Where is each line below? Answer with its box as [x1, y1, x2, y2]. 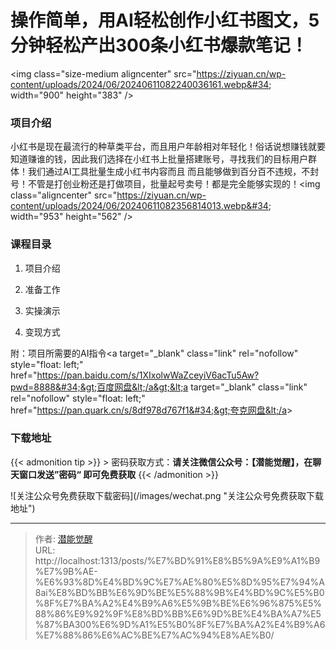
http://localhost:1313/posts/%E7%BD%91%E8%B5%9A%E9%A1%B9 [34, 554, 321, 566]
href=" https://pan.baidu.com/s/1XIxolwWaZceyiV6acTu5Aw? [10, 369, 260, 381]
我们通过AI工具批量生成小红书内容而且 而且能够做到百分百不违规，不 [27, 166, 311, 178]
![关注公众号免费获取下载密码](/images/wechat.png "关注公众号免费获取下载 [10, 489, 325, 501]
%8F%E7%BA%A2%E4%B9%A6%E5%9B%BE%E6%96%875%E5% [34, 597, 322, 609]
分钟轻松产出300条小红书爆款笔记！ [10, 34, 308, 57]
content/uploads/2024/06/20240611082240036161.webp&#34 [10, 78, 270, 90]
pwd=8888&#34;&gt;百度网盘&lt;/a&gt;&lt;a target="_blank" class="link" [10, 381, 308, 393]
